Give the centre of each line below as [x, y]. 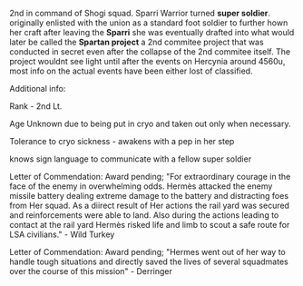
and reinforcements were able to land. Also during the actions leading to [144, 215]
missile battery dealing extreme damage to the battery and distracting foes [149, 196]
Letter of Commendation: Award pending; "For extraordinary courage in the [150, 177]
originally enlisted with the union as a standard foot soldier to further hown [149, 23]
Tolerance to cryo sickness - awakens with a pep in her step [122, 141]
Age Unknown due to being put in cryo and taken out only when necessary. [150, 123]
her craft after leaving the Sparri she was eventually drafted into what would [152, 32]
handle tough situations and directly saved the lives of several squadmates [149, 261]
